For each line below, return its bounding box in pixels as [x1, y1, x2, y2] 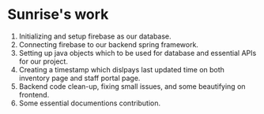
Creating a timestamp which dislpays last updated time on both [18, 64, 224, 74]
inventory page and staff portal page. [18, 73, 141, 83]
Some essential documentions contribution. [18, 98, 161, 108]
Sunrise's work [7, 6, 109, 24]
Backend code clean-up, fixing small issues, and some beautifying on [18, 81, 246, 91]
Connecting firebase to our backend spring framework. [18, 39, 199, 49]
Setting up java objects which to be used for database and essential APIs [18, 48, 257, 57]
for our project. [18, 57, 69, 66]
